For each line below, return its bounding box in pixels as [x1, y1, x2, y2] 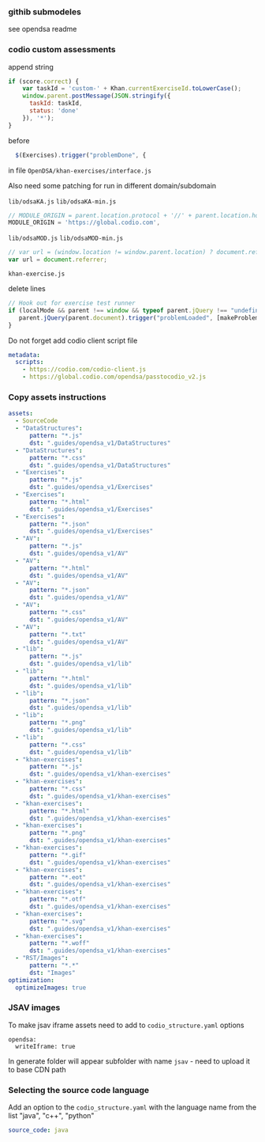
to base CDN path [8, 1064, 67, 1074]
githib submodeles [8, 6, 81, 17]
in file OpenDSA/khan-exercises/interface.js [8, 165, 152, 175]
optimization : [8, 976, 55, 984]
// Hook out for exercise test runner [8, 299, 136, 307]
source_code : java [8, 1126, 69, 1134]
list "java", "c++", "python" [8, 1111, 95, 1121]
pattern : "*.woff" [28, 939, 90, 947]
